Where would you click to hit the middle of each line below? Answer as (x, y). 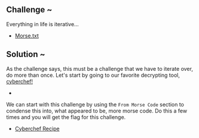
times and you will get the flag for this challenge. (66, 117)
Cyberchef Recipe (37, 128)
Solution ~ (26, 54)
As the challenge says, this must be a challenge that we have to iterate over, (99, 68)
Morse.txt (27, 36)
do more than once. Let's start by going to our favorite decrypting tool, (93, 75)
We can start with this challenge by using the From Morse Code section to (95, 104)
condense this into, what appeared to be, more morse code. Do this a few (97, 111)
